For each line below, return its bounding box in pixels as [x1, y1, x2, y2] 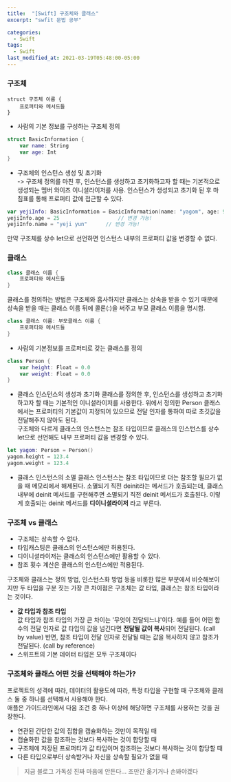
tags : [7, 42, 23, 49]
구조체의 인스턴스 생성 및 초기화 [16, 168, 102, 176]
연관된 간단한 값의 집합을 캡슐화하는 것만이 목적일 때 [16, 726, 157, 734]
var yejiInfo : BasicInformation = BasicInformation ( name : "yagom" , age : [7, 208, 220, 215]
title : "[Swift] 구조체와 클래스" [7, 10, 99, 17]
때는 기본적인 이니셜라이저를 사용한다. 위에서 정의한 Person [43, 399, 203, 407]
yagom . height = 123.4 [7, 453, 69, 460]
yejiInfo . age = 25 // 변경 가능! [7, 214, 153, 221]
